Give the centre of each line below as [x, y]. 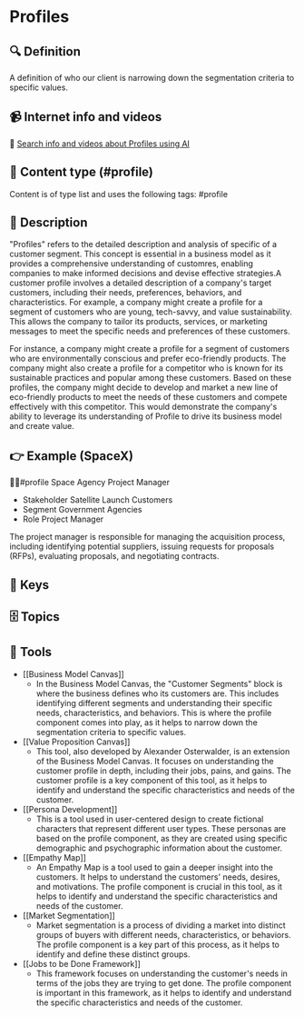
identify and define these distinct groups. [113, 954]
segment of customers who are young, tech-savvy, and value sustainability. [151, 312]
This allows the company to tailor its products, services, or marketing [138, 322]
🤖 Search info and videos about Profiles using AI [100, 144]
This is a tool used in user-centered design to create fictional [150, 819]
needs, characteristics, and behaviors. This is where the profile [154, 713]
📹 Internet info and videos [86, 117]
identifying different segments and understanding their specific [154, 703]
